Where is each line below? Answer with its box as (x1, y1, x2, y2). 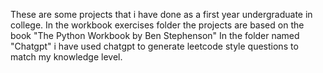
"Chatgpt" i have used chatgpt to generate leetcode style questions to (10, 40, 299, 52)
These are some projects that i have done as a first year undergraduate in (10, 9, 313, 20)
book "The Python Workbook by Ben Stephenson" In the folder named (10, 30, 300, 41)
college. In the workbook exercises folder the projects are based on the (10, 19, 305, 31)
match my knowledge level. (10, 51, 123, 63)
